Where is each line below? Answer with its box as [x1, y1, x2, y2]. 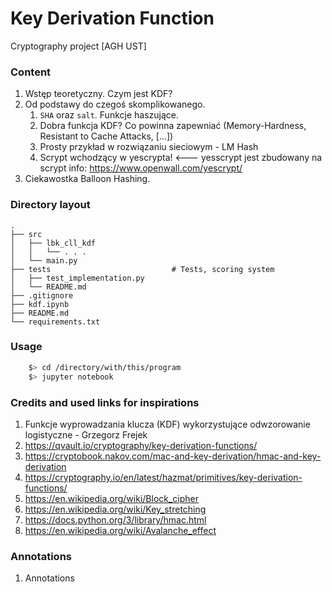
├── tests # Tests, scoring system [10, 264, 275, 274]
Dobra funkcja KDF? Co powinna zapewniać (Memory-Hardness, [39, 120, 307, 132]
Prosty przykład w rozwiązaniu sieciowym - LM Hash [39, 141, 259, 153]
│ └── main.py [10, 255, 78, 266]
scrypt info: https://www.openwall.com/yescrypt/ [39, 162, 243, 174]
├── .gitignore [10, 290, 74, 301]
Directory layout [10, 198, 91, 212]
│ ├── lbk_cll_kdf [10, 238, 97, 248]
